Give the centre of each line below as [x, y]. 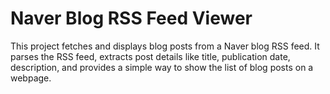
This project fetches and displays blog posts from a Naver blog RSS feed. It [165, 46]
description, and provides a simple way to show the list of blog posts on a [162, 67]
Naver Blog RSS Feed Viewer [131, 18]
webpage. [31, 78]
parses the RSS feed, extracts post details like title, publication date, [150, 56]
